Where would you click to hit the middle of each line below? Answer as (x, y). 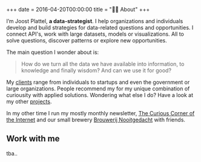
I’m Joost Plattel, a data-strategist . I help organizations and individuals (95, 21)
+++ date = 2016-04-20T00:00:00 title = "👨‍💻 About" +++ (78, 9)
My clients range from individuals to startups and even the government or (98, 82)
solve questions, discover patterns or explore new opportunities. (87, 40)
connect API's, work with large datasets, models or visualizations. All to (95, 34)
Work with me (33, 139)
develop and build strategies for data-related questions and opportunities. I (100, 28)
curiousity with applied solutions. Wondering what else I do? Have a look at (100, 95)
